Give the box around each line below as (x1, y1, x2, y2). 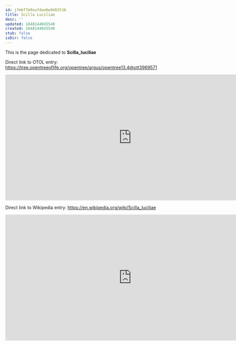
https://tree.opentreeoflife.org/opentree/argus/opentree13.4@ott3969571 (5, 64, 157, 71)
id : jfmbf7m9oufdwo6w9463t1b (5, 7, 67, 13)
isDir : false (5, 36, 33, 41)
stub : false (5, 31, 30, 36)
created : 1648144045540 (5, 26, 55, 31)
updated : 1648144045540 (5, 21, 55, 27)
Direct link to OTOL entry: (5, 59, 58, 65)
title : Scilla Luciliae (5, 12, 55, 17)
